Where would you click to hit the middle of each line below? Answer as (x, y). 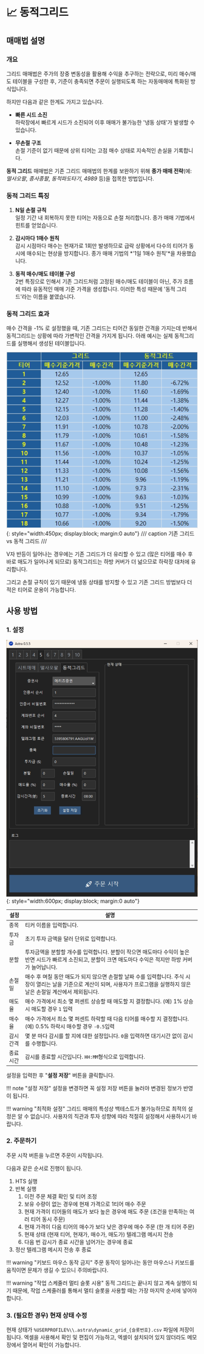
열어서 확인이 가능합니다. (52, 1345)
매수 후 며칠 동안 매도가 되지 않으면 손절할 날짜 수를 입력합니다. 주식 (104, 977)
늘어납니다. (44, 967)
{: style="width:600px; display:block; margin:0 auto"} (73, 901)
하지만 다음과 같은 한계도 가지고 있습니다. (55, 101)
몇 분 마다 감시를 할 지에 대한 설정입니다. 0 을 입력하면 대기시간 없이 (104, 1036)
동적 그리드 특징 (28, 196)
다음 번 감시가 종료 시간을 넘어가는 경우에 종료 (78, 1242)
